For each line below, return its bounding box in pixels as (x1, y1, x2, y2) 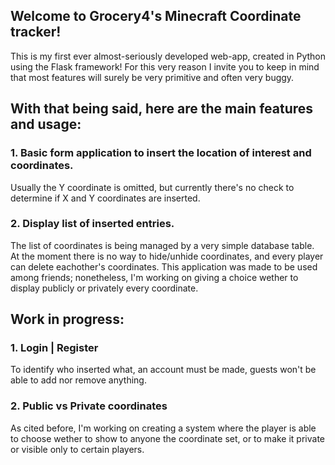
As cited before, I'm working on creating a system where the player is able (10, 422, 317, 434)
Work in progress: (10, 311, 125, 328)
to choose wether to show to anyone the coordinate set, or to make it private (10, 432, 326, 444)
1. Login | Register (10, 341, 99, 355)
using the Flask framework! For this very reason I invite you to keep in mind (10, 60, 320, 73)
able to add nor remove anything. (10, 374, 147, 386)
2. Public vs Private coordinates (10, 399, 168, 413)
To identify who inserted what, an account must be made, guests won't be (10, 364, 317, 376)
